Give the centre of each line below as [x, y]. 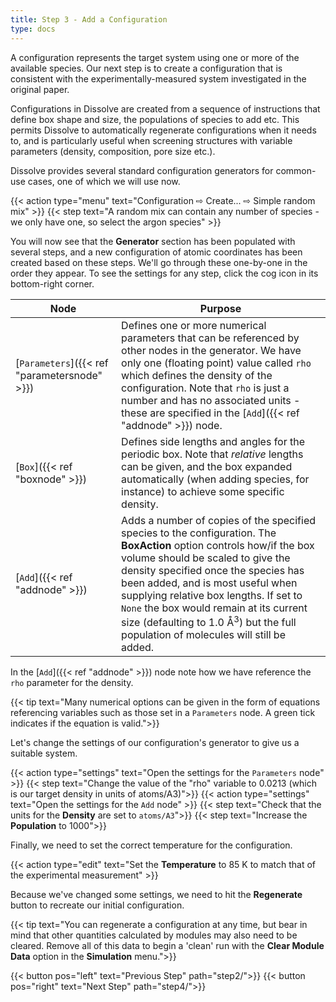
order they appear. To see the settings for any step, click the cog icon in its [164, 273]
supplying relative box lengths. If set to [212, 595]
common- [296, 170]
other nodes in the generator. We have [211, 350]
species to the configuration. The [199, 533]
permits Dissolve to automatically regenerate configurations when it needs [163, 130]
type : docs [33, 29]
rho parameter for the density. [72, 682]
